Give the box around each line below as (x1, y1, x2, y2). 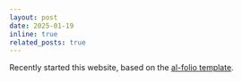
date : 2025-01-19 (9, 21, 74, 30)
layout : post (9, 12, 58, 22)
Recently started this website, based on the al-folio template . (9, 62, 235, 73)
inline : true (9, 29, 58, 38)
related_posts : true (9, 37, 87, 47)
